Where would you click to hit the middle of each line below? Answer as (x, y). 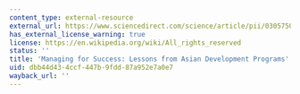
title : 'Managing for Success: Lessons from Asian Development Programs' (150, 59)
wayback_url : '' (39, 76)
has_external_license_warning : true (77, 34)
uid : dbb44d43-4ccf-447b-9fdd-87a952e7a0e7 (92, 68)
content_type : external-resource (71, 17)
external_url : (36, 26)
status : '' (29, 51)
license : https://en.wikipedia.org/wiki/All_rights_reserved (125, 43)
